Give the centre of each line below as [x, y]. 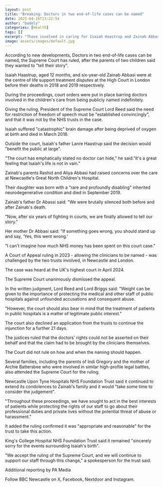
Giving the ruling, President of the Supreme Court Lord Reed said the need [79, 109]
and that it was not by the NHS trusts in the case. [54, 119]
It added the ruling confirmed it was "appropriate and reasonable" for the [78, 426]
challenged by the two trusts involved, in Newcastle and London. [70, 260]
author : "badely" [23, 23]
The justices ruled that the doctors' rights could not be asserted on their [77, 337]
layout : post [18, 9]
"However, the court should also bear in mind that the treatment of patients [80, 308]
